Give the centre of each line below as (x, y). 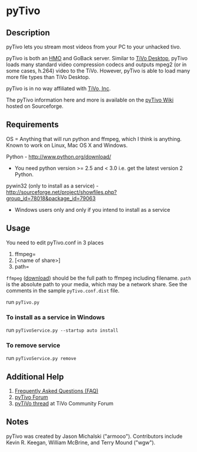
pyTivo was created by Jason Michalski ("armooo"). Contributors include (94, 436)
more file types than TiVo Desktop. (48, 77)
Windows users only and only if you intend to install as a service (92, 209)
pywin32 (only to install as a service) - (52, 186)
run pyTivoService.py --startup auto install (62, 330)
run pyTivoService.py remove (41, 358)
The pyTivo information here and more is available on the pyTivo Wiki (90, 100)
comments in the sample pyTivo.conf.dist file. (63, 290)
